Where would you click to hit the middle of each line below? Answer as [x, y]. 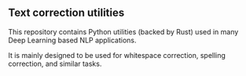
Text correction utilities [66, 13]
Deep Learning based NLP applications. [72, 40]
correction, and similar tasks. [55, 63]
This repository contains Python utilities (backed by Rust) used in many [123, 31]
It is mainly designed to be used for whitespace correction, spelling [117, 55]
